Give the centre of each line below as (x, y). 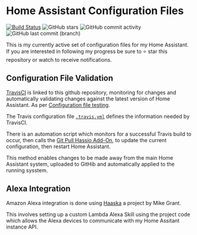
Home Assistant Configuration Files (95, 11)
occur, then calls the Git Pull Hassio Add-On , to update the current (86, 140)
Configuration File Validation (60, 78)
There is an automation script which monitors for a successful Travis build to (99, 134)
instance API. (22, 227)
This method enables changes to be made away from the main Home (90, 157)
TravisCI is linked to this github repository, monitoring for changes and (91, 92)
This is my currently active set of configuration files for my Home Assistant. (98, 45)
